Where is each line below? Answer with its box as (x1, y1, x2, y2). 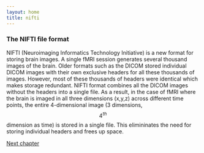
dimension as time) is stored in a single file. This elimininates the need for (6, 121, 192, 129)
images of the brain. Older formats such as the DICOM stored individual (6, 62, 187, 69)
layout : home (6, 9, 40, 15)
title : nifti (6, 15, 40, 21)
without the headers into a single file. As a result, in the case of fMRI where (6, 88, 196, 95)
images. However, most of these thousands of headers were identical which (6, 75, 198, 82)
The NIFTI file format (6, 35, 69, 44)
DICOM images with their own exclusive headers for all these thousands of (6, 68, 195, 76)
